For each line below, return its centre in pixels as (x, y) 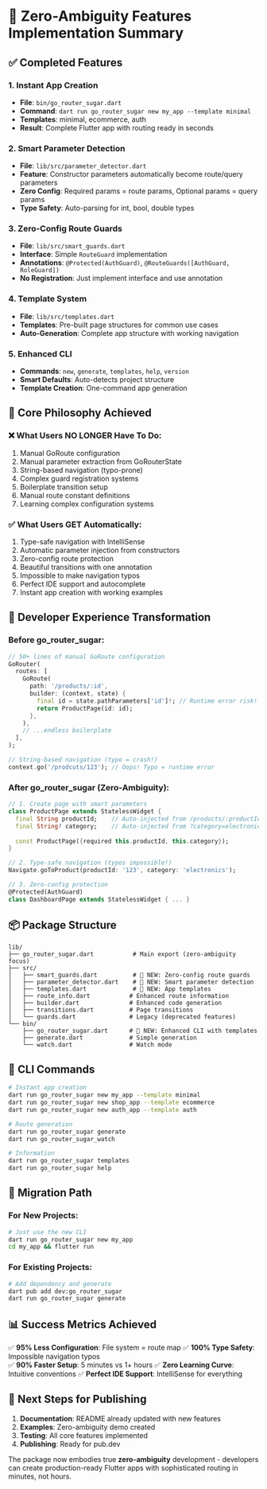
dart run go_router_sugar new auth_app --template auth (103, 1109)
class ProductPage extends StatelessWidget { (85, 812)
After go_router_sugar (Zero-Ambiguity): (89, 787)
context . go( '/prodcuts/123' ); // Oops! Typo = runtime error (112, 767)
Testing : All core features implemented (84, 1435)
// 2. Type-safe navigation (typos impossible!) (90, 863)
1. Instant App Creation (53, 85)
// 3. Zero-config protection (58, 885)
